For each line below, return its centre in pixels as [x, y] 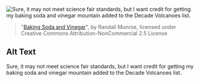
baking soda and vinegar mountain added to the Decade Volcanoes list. [94, 72]
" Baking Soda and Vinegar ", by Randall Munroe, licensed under [99, 27]
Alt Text [21, 52]
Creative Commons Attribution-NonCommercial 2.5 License [94, 33]
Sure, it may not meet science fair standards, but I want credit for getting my [100, 66]
